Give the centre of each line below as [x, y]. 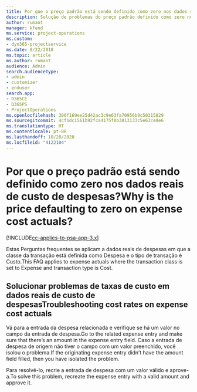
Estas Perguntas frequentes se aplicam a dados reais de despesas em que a [98, 249]
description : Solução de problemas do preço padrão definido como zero [95, 17]
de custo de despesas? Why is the [90, 196]
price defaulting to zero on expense [94, 209]
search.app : [21, 93]
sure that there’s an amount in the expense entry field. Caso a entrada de [94, 340]
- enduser [18, 88]
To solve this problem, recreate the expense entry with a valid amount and [100, 377]
